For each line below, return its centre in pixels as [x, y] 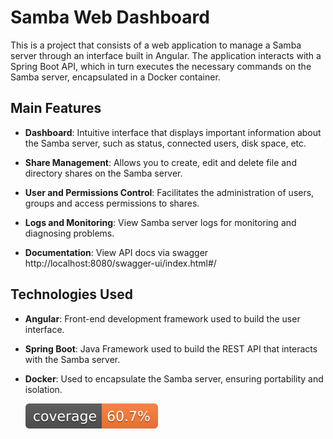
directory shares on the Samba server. [103, 173]
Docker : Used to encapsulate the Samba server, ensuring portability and [174, 378]
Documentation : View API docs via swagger [116, 252]
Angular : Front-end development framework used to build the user [162, 318]
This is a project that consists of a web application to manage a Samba [156, 45]
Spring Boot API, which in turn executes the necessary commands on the [161, 66]
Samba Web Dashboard [110, 17]
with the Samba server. [72, 359]
